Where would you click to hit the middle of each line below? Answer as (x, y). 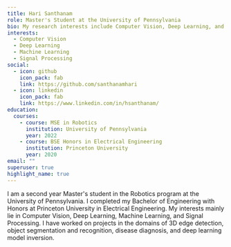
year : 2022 (41, 135)
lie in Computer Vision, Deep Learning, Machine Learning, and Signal (105, 215)
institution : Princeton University (77, 148)
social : (18, 65)
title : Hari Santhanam (40, 13)
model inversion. (31, 237)
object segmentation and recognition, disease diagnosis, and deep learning (114, 230)
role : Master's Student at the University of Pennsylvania (94, 20)
